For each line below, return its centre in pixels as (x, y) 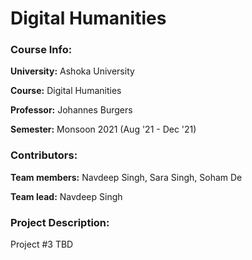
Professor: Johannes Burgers (71, 110)
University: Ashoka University (72, 71)
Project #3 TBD (42, 244)
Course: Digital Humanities (66, 91)
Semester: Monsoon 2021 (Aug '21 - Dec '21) (103, 129)
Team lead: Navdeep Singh (66, 196)
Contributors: (44, 155)
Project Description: (60, 222)
